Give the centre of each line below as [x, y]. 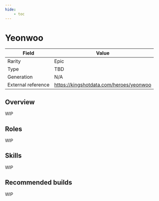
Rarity [14, 61]
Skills [13, 156]
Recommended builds [39, 182]
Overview [20, 102]
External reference [29, 85]
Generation [20, 77]
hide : [10, 9]
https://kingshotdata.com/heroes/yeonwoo [102, 85]
